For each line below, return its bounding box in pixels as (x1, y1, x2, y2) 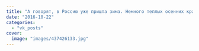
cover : (6, 30, 23, 36)
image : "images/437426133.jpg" (11, 36, 89, 42)
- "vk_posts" (11, 25, 44, 31)
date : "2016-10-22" (6, 14, 54, 20)
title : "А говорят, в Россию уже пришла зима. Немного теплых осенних (6, 8, 184, 15)
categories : (6, 19, 36, 25)
